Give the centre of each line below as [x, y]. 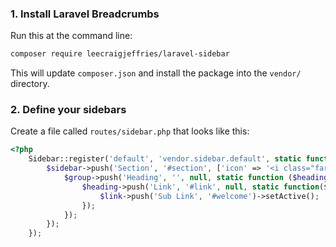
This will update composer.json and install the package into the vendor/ [156, 73]
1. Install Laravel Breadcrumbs [85, 14]
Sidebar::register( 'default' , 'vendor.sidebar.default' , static [165, 159]
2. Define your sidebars [68, 110]
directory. [30, 84]
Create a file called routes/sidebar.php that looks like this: [130, 131]
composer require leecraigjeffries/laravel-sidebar [120, 54]
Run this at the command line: [71, 36]
